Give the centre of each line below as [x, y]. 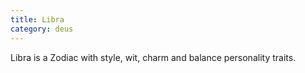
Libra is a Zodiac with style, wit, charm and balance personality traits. [153, 57]
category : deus [42, 29]
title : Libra [37, 19]
